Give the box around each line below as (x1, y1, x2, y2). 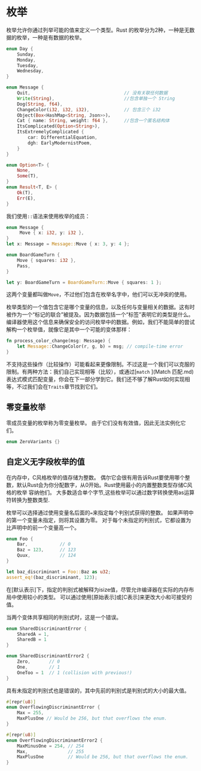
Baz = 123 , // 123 (17, 547, 77, 553)
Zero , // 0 (17, 659, 60, 665)
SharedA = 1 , (17, 631, 50, 637)
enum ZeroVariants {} (6, 438, 60, 444)
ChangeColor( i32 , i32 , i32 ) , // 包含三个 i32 (17, 106, 161, 112)
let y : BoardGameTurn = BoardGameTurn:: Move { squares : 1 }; (6, 279, 162, 285)
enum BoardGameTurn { (6, 252, 60, 258)
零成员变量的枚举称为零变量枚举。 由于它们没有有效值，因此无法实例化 (6, 419, 181, 426)
